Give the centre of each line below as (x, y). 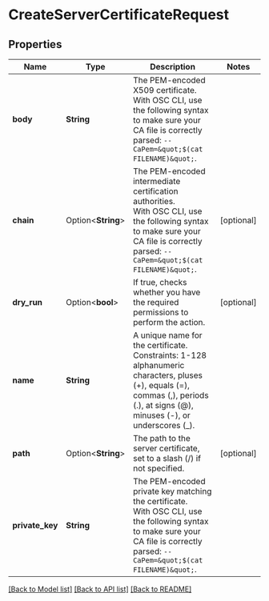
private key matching (173, 491)
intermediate (157, 181)
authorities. (155, 201)
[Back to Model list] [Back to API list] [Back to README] (100, 589)
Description (173, 67)
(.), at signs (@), (163, 405)
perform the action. (169, 322)
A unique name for (168, 335)
